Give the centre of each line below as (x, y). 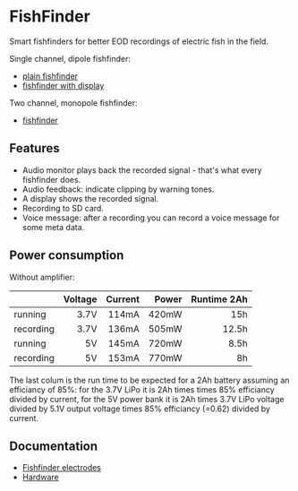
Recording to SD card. (63, 208)
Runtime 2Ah (220, 299)
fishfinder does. (51, 179)
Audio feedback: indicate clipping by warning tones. (118, 189)
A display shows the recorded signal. (90, 198)
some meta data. (53, 227)
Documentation (54, 446)
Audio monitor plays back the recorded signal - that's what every (142, 170)
